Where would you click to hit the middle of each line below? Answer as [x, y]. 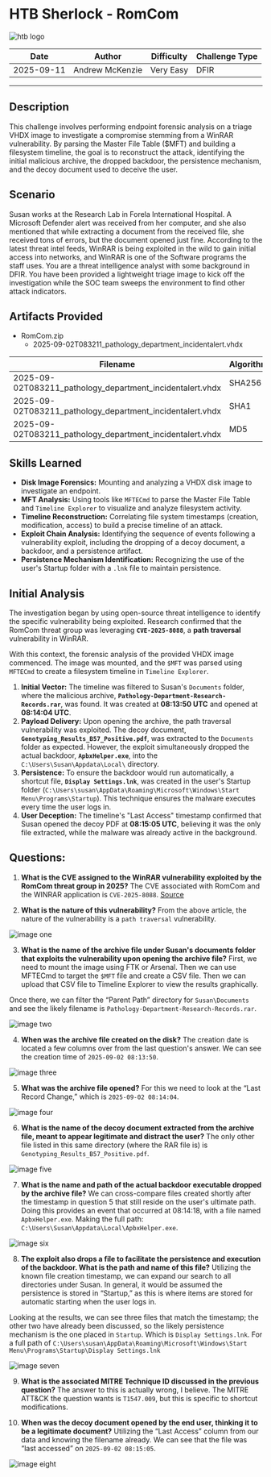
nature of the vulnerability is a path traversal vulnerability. [118, 918]
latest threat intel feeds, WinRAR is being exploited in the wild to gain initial [133, 248]
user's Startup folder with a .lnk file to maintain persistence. [121, 568]
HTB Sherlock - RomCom [94, 14]
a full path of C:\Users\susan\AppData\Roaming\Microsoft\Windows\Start [128, 1342]
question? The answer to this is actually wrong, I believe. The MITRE [135, 1390]
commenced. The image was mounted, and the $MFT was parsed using [126, 663]
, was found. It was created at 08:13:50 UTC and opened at [159, 704]
